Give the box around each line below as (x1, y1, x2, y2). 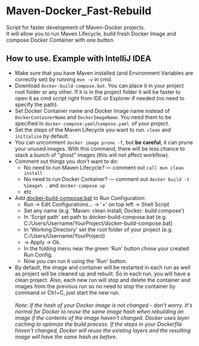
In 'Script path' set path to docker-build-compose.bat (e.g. (23, 213, 168, 220)
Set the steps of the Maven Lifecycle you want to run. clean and (14, 126, 171, 133)
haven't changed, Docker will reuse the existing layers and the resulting (14, 326, 191, 334)
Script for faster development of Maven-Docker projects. (6, 24, 146, 31)
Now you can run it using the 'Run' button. (23, 257, 128, 265)
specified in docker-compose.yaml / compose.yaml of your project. (14, 120, 170, 127)
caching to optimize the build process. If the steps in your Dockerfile (14, 320, 182, 328)
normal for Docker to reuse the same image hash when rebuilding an (14, 307, 184, 315)
